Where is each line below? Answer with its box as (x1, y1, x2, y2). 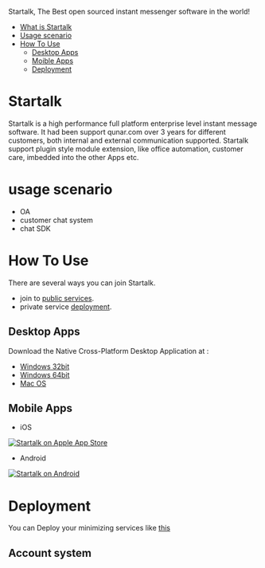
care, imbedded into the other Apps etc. (8, 152, 139, 162)
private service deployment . (19, 302, 112, 311)
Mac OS (19, 378, 46, 388)
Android (19, 453, 46, 463)
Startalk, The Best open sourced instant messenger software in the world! (8, 7, 251, 16)
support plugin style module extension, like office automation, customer (8, 143, 244, 154)
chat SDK (19, 223, 51, 233)
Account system (8, 546, 92, 560)
